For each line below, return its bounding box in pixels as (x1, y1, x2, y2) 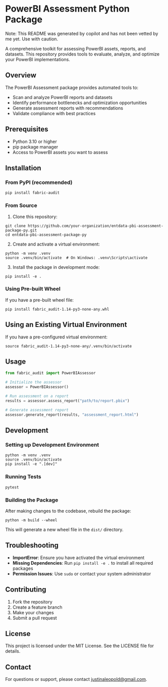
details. (5, 648, 21, 654)
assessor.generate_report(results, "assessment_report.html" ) (5, 412, 139, 417)
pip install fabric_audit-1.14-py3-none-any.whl (5, 307, 109, 312)
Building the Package (5, 496, 59, 503)
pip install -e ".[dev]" (5, 462, 58, 467)
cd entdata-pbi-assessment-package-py (5, 232, 87, 237)
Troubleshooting (5, 541, 59, 550)
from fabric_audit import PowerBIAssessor (5, 371, 96, 376)
